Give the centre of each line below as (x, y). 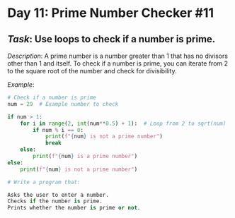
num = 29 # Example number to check (63, 104)
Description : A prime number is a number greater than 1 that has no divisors (118, 56)
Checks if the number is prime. (55, 201)
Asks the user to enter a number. (58, 195)
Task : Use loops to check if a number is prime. (111, 39)
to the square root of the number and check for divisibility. (92, 71)
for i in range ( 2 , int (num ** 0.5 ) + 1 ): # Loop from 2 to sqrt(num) (123, 123)
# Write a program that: (44, 182)
